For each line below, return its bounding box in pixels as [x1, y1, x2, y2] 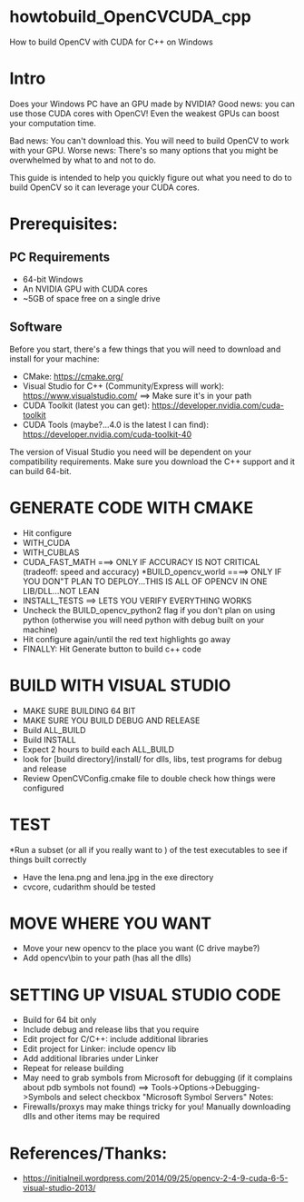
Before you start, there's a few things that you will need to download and [9, 343, 281, 354]
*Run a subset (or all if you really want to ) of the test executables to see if [9, 844, 288, 855]
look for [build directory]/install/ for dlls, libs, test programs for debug [22, 753, 283, 764]
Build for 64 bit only [22, 1015, 97, 1026]
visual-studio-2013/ [22, 1183, 96, 1194]
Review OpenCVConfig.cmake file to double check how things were [22, 772, 276, 783]
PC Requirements [9, 250, 111, 265]
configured [22, 782, 64, 793]
